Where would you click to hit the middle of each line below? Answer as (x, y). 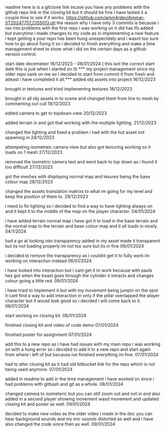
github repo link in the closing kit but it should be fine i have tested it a (76, 12)
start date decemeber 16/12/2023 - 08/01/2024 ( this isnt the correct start (80, 64)
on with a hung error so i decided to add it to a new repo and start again (78, 349)
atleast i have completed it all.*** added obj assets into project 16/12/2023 (81, 79)
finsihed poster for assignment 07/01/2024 (49, 335)
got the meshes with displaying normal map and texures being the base (78, 176)
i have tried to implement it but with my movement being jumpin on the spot (82, 290)
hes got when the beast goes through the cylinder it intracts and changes (80, 276)
